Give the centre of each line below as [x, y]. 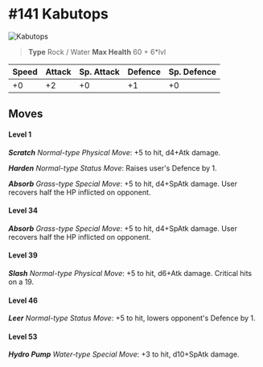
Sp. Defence [193, 72]
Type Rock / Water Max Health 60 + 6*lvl [97, 52]
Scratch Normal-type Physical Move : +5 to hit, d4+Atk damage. [115, 152]
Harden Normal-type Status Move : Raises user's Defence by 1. [113, 168]
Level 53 [23, 336]
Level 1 [20, 134]
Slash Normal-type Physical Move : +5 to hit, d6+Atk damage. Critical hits [130, 273]
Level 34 [23, 211]
